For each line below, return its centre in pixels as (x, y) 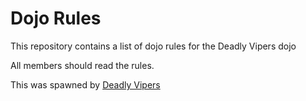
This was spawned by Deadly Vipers (85, 84)
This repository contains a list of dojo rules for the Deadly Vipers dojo (153, 46)
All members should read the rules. (82, 65)
